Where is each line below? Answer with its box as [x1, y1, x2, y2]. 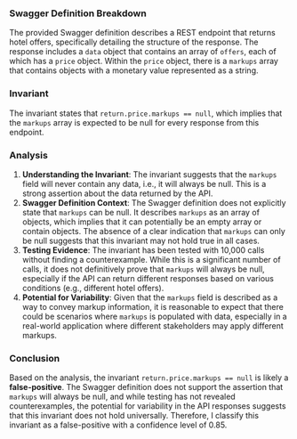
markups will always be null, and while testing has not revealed [9, 391, 236, 402]
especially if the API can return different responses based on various [21, 272, 274, 283]
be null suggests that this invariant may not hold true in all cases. [21, 235, 261, 246]
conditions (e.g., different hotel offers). [21, 282, 165, 293]
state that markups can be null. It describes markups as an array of [21, 207, 261, 217]
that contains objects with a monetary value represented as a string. [9, 65, 260, 76]
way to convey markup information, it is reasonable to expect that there [21, 301, 285, 312]
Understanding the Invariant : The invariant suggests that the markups [21, 168, 277, 180]
